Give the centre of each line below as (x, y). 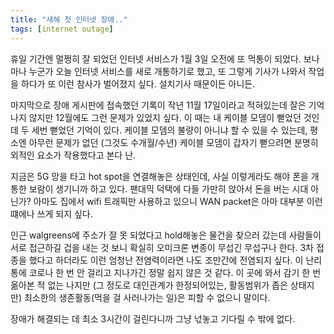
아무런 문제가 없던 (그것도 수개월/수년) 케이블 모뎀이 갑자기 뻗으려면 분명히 (173, 142)
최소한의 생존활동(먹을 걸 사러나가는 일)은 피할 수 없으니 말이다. (147, 297)
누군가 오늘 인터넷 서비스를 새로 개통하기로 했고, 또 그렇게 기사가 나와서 (167, 71)
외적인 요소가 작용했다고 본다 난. (73, 155)
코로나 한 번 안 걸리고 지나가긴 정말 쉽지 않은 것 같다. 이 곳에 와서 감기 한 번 (175, 272)
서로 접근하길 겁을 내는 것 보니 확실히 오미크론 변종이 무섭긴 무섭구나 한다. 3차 (162, 247)
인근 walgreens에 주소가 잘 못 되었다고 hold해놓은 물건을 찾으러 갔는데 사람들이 (166, 235)
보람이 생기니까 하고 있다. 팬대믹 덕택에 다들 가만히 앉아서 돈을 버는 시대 (168, 188)
